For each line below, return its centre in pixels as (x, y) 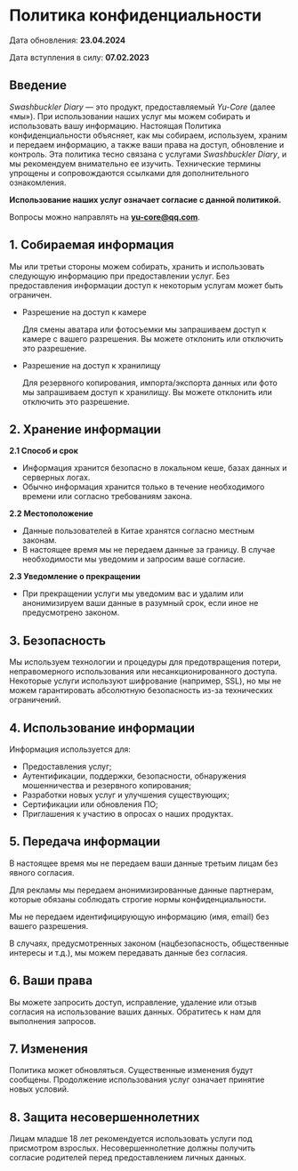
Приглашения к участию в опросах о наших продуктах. (128, 814)
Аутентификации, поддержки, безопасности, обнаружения (134, 776)
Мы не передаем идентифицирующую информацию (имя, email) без (139, 917)
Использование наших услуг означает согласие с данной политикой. (145, 199)
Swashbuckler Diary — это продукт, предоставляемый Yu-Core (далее (142, 107)
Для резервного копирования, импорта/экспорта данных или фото (149, 383)
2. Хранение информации (85, 429)
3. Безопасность (58, 640)
